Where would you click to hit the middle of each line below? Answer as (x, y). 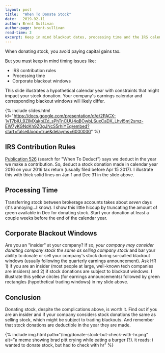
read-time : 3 (18, 33)
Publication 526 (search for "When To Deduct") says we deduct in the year (81, 159)
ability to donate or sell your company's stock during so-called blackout (78, 256)
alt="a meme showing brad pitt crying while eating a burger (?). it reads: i (79, 340)
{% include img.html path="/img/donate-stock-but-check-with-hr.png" (77, 335)
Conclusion (23, 297)
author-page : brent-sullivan (35, 28)
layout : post (18, 10)
